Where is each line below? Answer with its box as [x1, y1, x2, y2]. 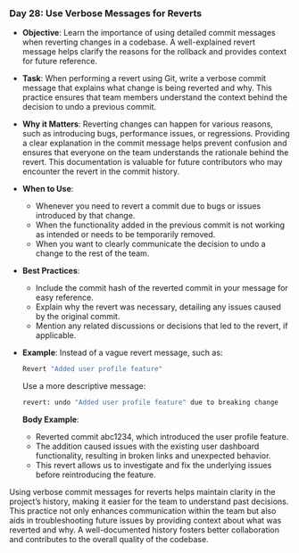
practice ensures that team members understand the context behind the [21, 92, 288, 103]
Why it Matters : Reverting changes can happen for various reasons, [21, 119, 274, 129]
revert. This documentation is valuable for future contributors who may [21, 157, 283, 168]
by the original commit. [35, 311, 120, 322]
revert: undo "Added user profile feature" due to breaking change [21, 398, 278, 408]
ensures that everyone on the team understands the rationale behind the [21, 147, 289, 158]
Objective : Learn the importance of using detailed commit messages [21, 28, 276, 38]
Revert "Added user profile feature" [21, 365, 163, 374]
